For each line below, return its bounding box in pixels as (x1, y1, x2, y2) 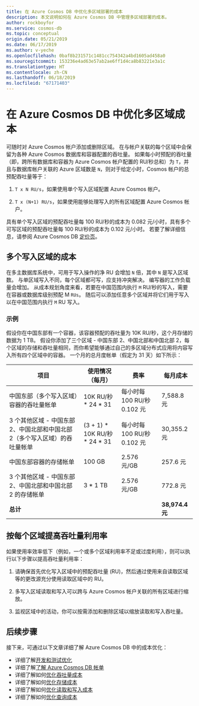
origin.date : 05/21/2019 (6, 36, 68, 42)
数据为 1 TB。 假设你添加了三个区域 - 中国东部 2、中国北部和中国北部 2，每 (6, 337, 190, 344)
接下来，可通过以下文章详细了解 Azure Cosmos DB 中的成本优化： (6, 644, 168, 651)
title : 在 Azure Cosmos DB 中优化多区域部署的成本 (6, 8, 123, 15)
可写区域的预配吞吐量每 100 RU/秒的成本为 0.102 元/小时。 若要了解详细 (6, 225, 181, 232)
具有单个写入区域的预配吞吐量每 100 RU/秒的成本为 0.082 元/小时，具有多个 (6, 218, 191, 225)
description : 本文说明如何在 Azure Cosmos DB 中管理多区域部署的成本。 (6, 14, 170, 20)
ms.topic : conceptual (6, 31, 60, 37)
